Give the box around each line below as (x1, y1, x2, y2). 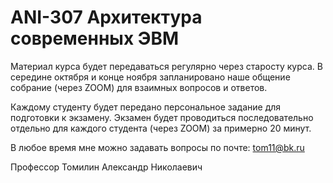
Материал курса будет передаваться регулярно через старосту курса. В (10, 60, 323, 72)
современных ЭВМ (10, 27, 180, 50)
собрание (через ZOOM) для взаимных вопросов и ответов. (10, 81, 268, 93)
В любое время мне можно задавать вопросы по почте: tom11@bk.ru (10, 141, 305, 153)
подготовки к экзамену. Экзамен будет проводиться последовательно (10, 111, 314, 123)
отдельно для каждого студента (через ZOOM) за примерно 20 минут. (10, 122, 312, 134)
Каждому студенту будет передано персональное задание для (10, 101, 282, 113)
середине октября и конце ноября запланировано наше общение (10, 71, 291, 83)
